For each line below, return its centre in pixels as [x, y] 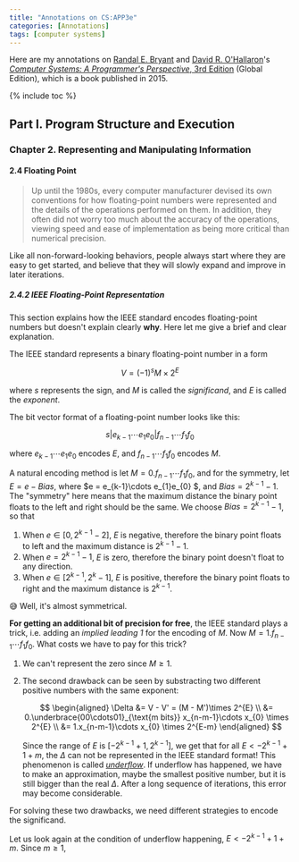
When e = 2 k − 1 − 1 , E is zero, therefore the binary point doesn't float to [153, 556]
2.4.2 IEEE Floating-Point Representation [87, 295]
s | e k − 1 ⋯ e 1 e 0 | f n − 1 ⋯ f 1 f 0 [150, 435]
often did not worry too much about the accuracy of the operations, [155, 219]
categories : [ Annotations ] [59, 26]
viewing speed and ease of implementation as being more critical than [160, 228]
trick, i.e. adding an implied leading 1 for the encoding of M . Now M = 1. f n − [147, 634]
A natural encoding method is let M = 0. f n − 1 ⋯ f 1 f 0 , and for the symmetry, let [149, 474]
